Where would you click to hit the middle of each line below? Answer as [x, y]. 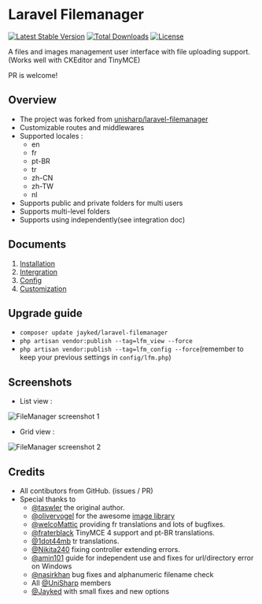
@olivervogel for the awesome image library [103, 516]
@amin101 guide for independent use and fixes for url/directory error [142, 558]
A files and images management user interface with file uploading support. [129, 51]
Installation [37, 263]
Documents [37, 245]
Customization [43, 289]
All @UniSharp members [71, 583]
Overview [33, 100]
